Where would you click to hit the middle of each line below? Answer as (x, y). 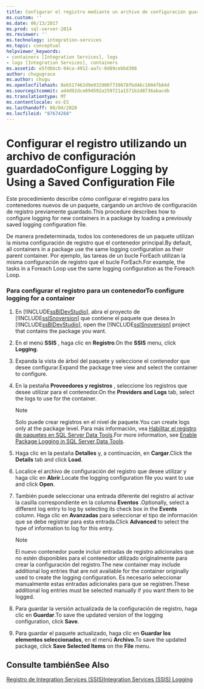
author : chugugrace (31, 74)
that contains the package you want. (61, 331)
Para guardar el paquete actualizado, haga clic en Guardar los (93, 633)
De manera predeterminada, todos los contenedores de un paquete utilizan (100, 237)
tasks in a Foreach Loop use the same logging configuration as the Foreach (101, 269)
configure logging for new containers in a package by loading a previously (99, 218)
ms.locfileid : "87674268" (39, 113)
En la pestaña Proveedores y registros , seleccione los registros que (101, 385)
